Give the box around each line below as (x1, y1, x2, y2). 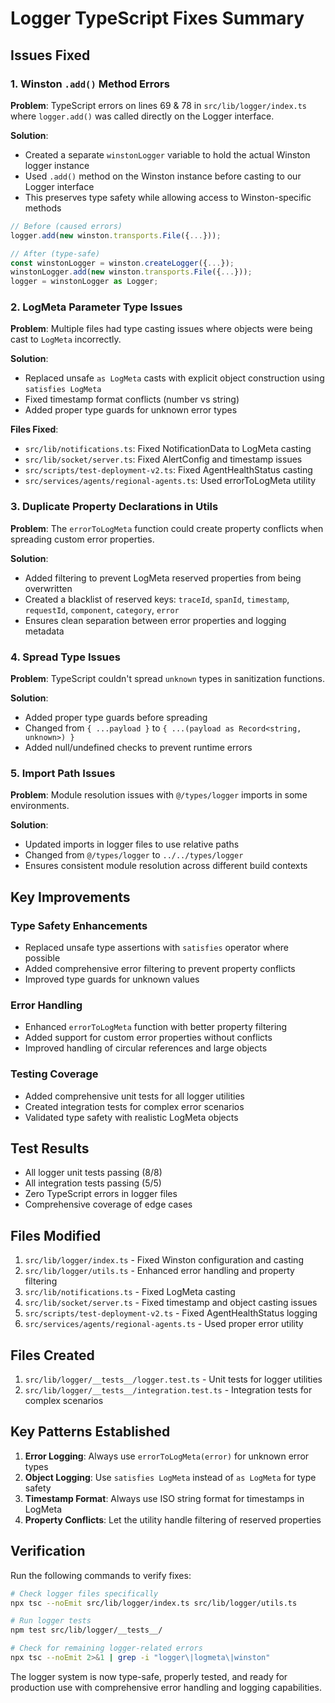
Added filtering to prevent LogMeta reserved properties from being (24, 572, 302, 584)
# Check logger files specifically (10, 1588, 159, 1599)
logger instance (24, 159, 90, 171)
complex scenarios (24, 1395, 104, 1407)
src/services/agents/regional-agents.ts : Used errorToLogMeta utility (24, 475, 317, 487)
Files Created (10, 1347, 95, 1364)
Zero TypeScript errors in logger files (24, 1188, 178, 1200)
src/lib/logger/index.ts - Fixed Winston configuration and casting (24, 1254, 304, 1266)
